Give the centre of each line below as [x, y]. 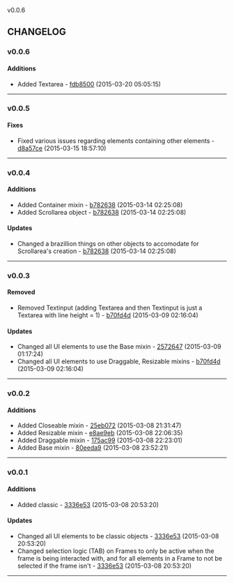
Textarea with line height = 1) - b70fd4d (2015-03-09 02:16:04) [108, 315]
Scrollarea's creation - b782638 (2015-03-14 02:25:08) [96, 251]
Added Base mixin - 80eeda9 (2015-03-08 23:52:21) [93, 448]
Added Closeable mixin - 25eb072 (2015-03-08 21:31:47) [99, 425]
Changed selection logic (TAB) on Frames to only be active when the [116, 551]
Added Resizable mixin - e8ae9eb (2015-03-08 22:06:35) [100, 433]
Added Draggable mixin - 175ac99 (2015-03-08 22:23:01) [100, 440]
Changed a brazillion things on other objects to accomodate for [108, 243]
